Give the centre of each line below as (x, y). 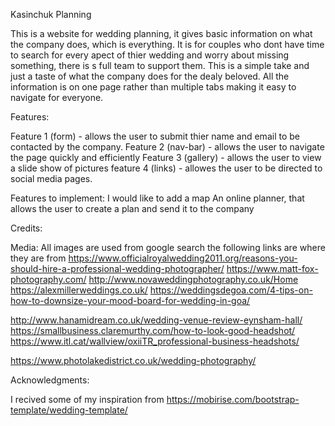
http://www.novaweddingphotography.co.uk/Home (193, 279)
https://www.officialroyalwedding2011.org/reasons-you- (183, 258)
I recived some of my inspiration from (87, 399)
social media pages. (51, 178)
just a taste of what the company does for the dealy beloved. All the (150, 76)
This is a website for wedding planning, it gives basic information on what (161, 33)
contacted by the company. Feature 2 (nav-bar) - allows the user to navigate (167, 147)
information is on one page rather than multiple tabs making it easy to (153, 87)
